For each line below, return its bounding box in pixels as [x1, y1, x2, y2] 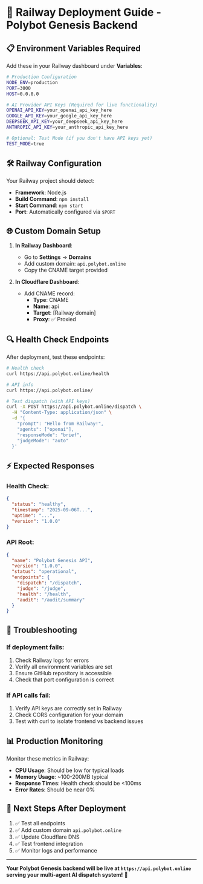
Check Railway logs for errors [14, 656, 89, 664]
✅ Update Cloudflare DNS [14, 833, 80, 840]
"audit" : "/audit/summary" [17, 597, 85, 603]
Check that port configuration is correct [14, 676, 114, 683]
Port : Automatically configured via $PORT [14, 208, 116, 215]
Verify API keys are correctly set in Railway [14, 705, 122, 712]
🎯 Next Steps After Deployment [6, 804, 126, 814]
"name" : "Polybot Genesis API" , [11, 557, 94, 563]
